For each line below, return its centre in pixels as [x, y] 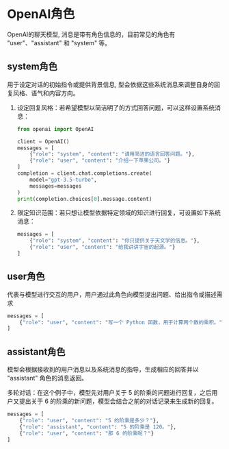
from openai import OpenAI [55, 129]
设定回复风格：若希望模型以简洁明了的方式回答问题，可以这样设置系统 [116, 108]
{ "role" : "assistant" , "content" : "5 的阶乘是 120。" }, [98, 427]
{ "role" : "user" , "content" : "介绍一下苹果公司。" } [100, 161]
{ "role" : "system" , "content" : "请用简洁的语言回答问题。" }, [112, 154]
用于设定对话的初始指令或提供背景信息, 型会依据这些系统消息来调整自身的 [110, 84]
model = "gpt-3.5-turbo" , [63, 180]
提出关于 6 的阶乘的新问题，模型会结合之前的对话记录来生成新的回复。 [118, 401]
